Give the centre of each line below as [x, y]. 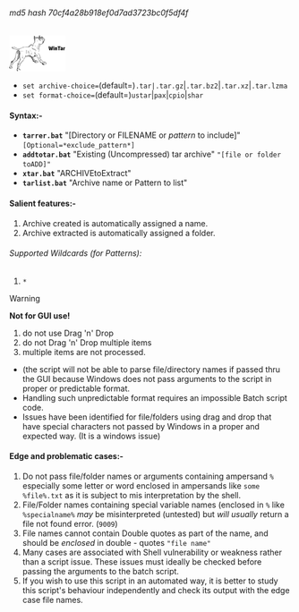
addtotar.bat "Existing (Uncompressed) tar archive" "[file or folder [152, 154]
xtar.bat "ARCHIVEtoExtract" [77, 174]
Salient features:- [43, 203]
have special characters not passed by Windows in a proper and [141, 426]
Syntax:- [26, 115]
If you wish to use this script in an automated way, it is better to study [150, 581]
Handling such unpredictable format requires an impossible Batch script [155, 397]
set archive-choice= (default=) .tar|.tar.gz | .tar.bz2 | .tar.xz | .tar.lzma [155, 86]
